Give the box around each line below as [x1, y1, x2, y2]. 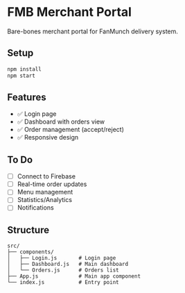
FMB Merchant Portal [7, 4, 132, 20]
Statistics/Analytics [17, 196, 73, 204]
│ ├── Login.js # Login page [7, 255, 116, 262]
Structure [7, 224, 50, 236]
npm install [7, 65, 42, 73]
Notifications [17, 203, 54, 212]
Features [7, 91, 46, 103]
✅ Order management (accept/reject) [17, 126, 125, 134]
